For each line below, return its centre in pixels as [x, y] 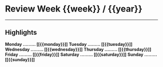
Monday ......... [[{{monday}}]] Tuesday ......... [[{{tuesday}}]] [69, 44]
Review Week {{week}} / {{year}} [74, 9]
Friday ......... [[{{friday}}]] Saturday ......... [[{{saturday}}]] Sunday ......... [81, 54]
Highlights [21, 33]
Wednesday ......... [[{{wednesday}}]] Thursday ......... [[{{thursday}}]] [78, 49]
